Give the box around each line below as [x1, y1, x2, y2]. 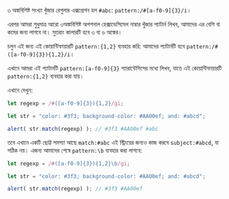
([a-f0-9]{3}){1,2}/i [7, 51, 71, 58]
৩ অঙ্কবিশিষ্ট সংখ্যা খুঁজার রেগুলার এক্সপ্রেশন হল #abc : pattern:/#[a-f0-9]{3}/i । [7, 6, 192, 14]
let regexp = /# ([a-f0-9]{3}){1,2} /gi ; [7, 100, 124, 107]
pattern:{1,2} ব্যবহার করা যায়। [7, 72, 84, 80]
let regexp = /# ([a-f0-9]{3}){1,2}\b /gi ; [7, 160, 131, 167]
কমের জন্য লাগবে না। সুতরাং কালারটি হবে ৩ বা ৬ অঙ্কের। [7, 28, 123, 36]
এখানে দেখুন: [7, 86, 33, 94]
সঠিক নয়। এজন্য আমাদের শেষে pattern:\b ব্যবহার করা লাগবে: [7, 146, 143, 154]
